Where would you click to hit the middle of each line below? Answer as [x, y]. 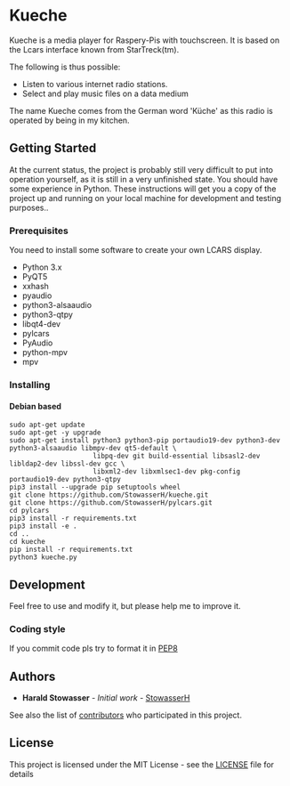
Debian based [36, 406]
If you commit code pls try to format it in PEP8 [93, 648]
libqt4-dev [41, 324]
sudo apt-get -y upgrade [55, 433]
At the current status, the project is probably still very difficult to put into [141, 169]
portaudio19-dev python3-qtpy [65, 480]
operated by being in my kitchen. [70, 120]
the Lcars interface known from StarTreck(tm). [94, 49]
